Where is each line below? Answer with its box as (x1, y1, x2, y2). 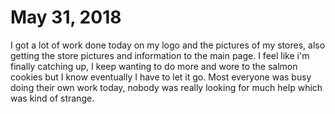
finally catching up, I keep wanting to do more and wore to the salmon (10, 60, 298, 72)
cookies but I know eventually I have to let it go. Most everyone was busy (10, 71, 312, 83)
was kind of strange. (10, 92, 95, 104)
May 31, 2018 (10, 6, 122, 29)
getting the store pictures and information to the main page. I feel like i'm (10, 49, 310, 61)
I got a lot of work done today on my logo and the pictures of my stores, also (10, 39, 326, 51)
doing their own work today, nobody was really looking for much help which (10, 81, 323, 93)
